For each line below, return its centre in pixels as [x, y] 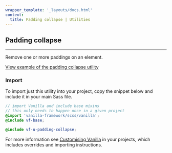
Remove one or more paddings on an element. [54, 57]
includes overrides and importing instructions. [54, 145]
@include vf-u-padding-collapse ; [41, 130]
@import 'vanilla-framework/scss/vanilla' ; [52, 116]
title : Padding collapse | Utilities [50, 19]
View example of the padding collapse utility [52, 67]
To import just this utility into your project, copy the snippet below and [79, 91]
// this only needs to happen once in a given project [65, 111]
